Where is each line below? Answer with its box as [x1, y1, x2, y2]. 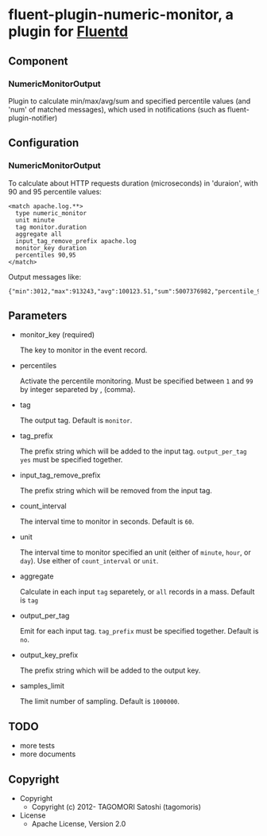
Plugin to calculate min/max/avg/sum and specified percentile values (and [8, 96, 251, 105]
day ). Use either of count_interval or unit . [19, 556, 159, 566]
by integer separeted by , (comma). [19, 385, 136, 394]
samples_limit [19, 681, 65, 691]
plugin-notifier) [8, 113, 58, 123]
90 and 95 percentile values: [8, 186, 102, 196]
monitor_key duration [15, 244, 87, 252]
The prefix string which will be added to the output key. [19, 665, 201, 675]
